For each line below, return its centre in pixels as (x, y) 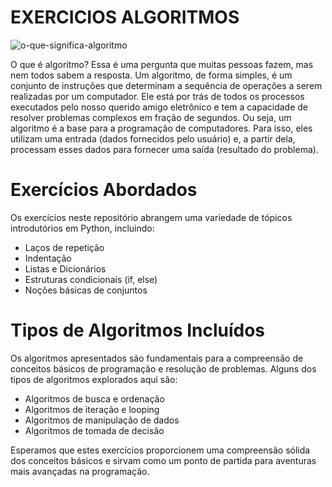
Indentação (48, 258)
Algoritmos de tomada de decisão (94, 430)
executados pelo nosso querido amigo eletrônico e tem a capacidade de (159, 107)
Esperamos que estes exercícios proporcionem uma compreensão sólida (160, 450)
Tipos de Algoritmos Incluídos (138, 330)
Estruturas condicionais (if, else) (91, 279)
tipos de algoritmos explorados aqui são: (94, 379)
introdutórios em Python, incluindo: (82, 228)
